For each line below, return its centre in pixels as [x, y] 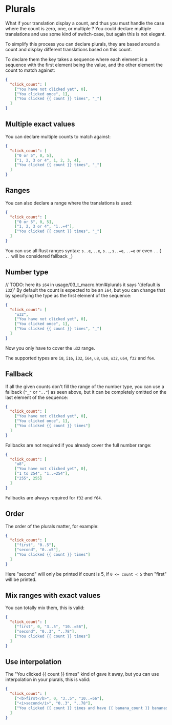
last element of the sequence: [37, 397]
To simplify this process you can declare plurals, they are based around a [83, 44]
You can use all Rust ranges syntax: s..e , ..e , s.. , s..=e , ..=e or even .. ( [83, 250]
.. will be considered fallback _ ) [39, 256]
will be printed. [21, 579]
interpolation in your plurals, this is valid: [48, 679]
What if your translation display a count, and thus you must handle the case [85, 23]
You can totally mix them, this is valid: [45, 608]
